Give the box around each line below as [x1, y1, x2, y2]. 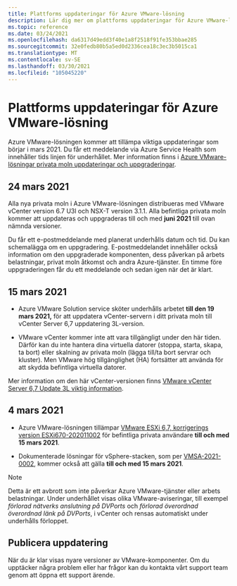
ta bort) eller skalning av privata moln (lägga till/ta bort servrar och [18, 348, 212, 356]
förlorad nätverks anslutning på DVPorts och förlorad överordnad [8, 501, 199, 510]
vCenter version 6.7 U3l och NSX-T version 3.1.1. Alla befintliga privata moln [8, 207, 226, 216]
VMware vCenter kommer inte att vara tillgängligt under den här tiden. [18, 333, 222, 342]
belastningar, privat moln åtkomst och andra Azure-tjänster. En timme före [8, 258, 222, 266]
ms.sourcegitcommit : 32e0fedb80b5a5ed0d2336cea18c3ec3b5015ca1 [8, 43, 198, 50]
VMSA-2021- [183, 451, 222, 460]
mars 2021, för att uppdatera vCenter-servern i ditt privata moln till [18, 312, 212, 320]
